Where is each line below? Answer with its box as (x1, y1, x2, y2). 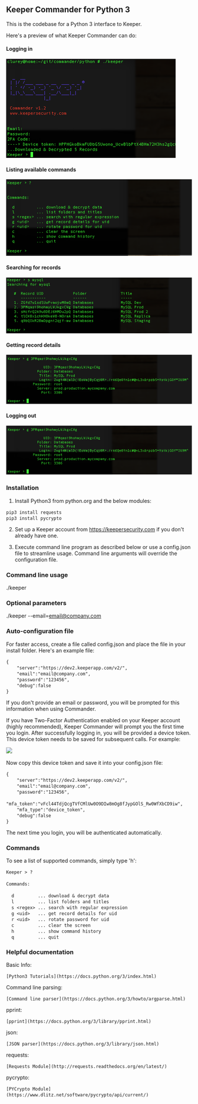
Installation (6, 484, 39, 492)
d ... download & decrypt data (11, 892, 110, 899)
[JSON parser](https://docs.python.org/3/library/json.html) (6, 1041, 160, 1047)
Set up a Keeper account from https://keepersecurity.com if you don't (14, 525, 184, 532)
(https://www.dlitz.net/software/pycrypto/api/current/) (6, 1092, 149, 1098)
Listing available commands (6, 165, 77, 173)
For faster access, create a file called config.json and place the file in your (6, 641, 186, 648)
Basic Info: (6, 962, 32, 969)
